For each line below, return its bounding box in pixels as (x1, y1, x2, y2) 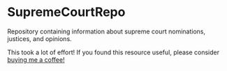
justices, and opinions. (7, 34, 72, 42)
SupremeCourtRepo (7, 4, 126, 20)
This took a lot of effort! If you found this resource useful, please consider (7, 48, 220, 56)
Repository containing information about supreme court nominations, (7, 27, 206, 35)
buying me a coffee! (7, 55, 65, 63)
